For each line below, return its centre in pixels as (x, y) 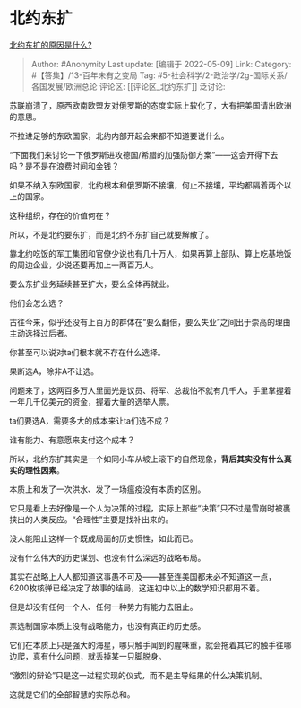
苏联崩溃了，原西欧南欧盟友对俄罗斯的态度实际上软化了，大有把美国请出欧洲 (150, 105)
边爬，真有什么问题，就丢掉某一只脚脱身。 (88, 656)
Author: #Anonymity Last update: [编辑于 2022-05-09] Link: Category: (161, 64)
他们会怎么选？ (37, 302)
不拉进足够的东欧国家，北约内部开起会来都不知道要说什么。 (119, 135)
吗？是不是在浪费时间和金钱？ (64, 166)
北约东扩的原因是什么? (51, 45)
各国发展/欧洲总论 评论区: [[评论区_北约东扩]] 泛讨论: (128, 86)
